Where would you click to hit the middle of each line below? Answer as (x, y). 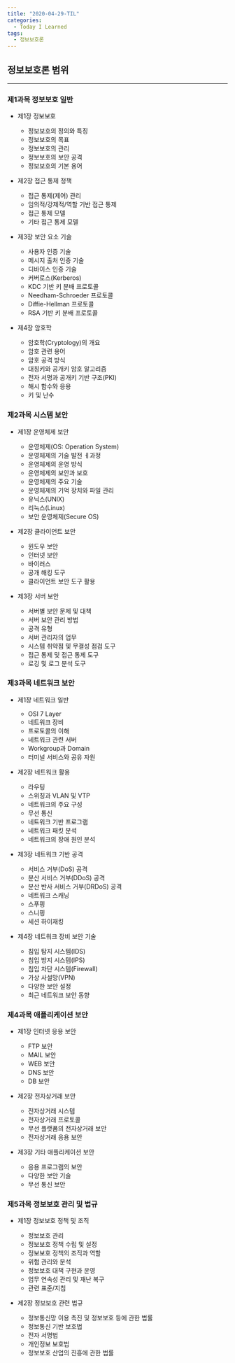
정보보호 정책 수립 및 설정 (63, 1244)
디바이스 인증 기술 (52, 269)
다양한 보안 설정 (49, 986)
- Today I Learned (41, 27)
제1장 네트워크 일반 (43, 700)
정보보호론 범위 (38, 70)
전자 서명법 (43, 1335)
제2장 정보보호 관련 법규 (50, 1303)
